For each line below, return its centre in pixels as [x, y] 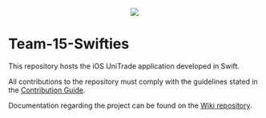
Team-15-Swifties [69, 44]
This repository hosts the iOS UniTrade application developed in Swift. [124, 66]
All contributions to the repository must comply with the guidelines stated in [133, 81]
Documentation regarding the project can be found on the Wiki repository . [130, 105]
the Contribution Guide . [47, 90]
